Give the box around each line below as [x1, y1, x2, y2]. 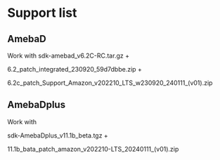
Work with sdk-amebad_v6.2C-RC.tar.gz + [7, 51, 130, 60]
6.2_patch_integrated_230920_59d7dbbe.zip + [7, 65, 143, 73]
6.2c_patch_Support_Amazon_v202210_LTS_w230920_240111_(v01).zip [7, 79, 213, 87]
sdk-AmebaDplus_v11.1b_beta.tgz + [7, 131, 109, 140]
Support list [7, 5, 77, 21]
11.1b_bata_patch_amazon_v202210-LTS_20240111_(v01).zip [7, 145, 179, 153]
